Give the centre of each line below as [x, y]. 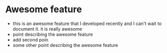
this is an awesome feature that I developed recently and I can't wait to [87, 23]
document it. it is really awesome [47, 29]
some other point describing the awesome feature [65, 45]
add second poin [30, 40]
